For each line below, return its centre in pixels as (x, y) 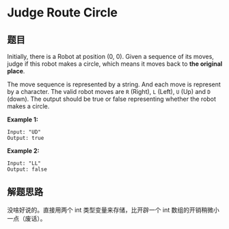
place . (16, 71)
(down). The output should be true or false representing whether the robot (112, 99)
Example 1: (23, 119)
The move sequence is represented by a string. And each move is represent (114, 84)
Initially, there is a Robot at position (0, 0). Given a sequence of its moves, (110, 57)
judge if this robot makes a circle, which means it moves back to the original (115, 64)
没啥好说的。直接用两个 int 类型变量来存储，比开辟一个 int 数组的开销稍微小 (113, 210)
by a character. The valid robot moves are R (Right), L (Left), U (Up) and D (109, 92)
